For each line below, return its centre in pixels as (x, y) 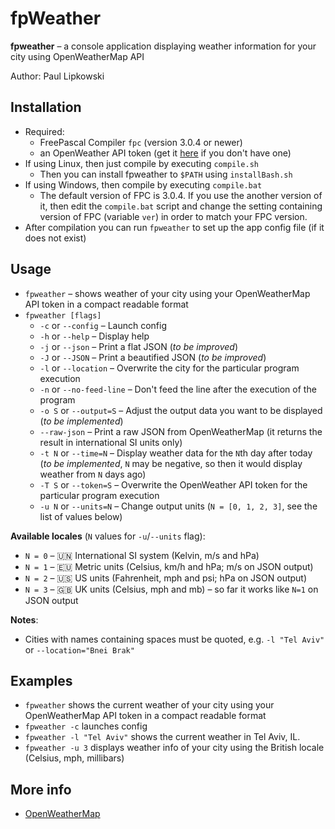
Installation (46, 107)
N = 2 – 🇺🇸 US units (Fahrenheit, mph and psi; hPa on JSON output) (166, 578)
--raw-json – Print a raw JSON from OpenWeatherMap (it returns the (181, 431)
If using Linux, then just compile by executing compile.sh (141, 163)
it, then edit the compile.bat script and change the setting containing (181, 206)
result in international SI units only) (111, 442)
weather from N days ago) (93, 474)
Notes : (24, 619)
